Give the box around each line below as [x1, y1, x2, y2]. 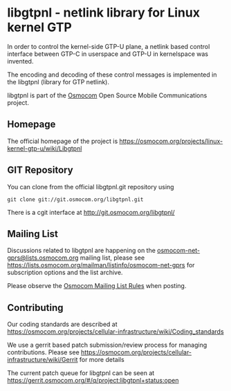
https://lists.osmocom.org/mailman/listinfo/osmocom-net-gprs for [7, 261, 195, 269]
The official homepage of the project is [7, 137, 118, 145]
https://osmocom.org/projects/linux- [119, 137, 223, 145]
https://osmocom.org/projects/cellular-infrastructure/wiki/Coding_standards [7, 327, 224, 336]
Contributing [7, 302, 64, 314]
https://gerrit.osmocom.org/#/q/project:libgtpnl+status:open [7, 376, 179, 385]
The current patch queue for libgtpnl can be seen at [7, 369, 155, 377]
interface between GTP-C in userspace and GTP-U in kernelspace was [7, 50, 209, 58]
